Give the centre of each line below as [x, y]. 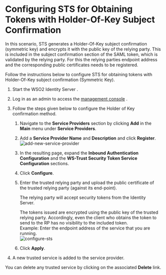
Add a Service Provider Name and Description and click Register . [88, 138]
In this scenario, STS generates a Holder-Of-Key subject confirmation [76, 44]
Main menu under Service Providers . [58, 128]
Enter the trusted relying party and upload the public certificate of [87, 183]
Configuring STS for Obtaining [69, 9]
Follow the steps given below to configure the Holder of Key [73, 108]
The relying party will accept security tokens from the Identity [83, 197]
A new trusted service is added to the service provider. [68, 258]
